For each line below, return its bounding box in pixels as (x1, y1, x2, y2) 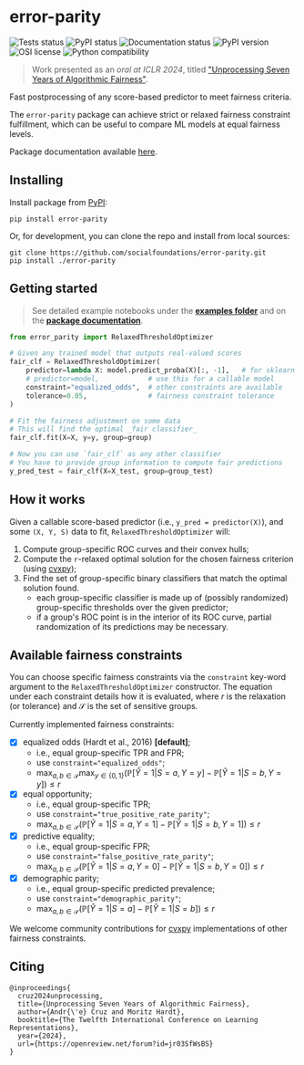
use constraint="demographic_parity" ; (35, 893, 182, 904)
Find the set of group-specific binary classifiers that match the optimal (22, 572, 288, 583)
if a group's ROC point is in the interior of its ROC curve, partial (35, 611, 272, 622)
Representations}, (9, 1023, 79, 1032)
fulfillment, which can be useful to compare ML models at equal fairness (9, 119, 280, 130)
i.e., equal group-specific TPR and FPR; (35, 747, 185, 758)
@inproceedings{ (9, 983, 71, 992)
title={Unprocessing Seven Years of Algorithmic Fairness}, (17, 999, 250, 1008)
